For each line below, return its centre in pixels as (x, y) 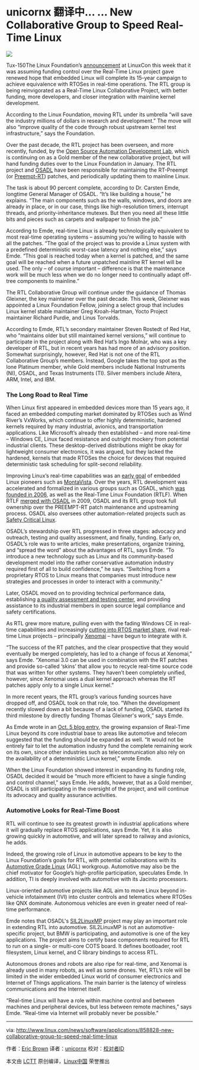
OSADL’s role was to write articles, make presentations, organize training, (96, 544)
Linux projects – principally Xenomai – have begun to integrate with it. (103, 636)
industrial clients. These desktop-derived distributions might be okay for (94, 445)
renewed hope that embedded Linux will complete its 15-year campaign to (97, 78)
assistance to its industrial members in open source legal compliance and (96, 606)
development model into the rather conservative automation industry (90, 563)
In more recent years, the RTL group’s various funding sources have (89, 697)
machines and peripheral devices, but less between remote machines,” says (99, 1007)
